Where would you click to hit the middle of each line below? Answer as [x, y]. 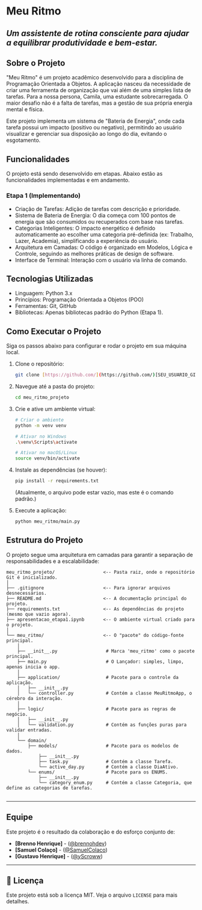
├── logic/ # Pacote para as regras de [96, 709]
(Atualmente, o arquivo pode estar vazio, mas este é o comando [94, 492]
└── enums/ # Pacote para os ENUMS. [98, 772]
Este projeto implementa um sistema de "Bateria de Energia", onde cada [95, 121]
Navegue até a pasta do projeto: [55, 386]
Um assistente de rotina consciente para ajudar [98, 33]
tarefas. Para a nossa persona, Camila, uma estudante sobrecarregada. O [97, 97]
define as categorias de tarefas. [50, 788]
